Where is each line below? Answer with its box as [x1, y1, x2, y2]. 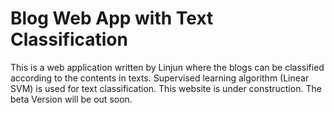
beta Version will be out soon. [10, 93, 133, 105]
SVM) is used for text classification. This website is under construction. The [10, 82, 322, 94]
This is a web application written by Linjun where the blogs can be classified [10, 61, 325, 73]
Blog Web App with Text [10, 7, 214, 30]
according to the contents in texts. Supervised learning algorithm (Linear [10, 72, 310, 84]
